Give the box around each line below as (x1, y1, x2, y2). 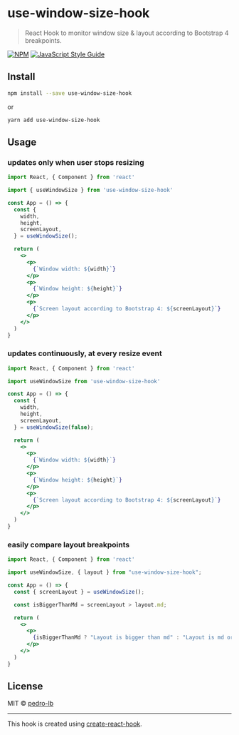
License (7, 680, 43, 693)
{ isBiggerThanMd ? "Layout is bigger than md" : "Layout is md (33, 634, 224, 642)
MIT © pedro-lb (7, 699, 54, 708)
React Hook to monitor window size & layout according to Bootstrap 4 (24, 29, 229, 37)
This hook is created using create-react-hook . (7, 719, 142, 729)
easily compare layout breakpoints (7, 539, 130, 549)
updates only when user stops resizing (7, 157, 144, 167)
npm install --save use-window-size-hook (7, 89, 132, 97)
